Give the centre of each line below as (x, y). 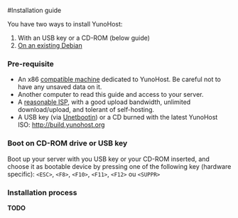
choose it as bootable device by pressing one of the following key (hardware (119, 166)
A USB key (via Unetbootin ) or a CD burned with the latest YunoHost (118, 118)
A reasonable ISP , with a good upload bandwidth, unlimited (104, 102)
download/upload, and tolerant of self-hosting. (86, 110)
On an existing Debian (50, 45)
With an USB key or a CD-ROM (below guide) (84, 38)
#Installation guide (34, 10)
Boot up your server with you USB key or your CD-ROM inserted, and (108, 159)
